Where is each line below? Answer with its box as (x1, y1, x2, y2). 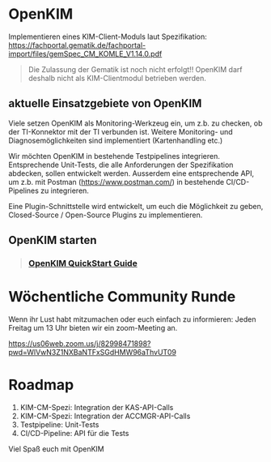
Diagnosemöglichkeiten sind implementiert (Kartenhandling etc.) (8, 135, 223, 145)
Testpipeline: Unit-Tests (19, 419, 100, 430)
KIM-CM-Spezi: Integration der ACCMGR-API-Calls (19, 411, 191, 421)
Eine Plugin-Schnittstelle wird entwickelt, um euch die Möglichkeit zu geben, (8, 201, 264, 211)
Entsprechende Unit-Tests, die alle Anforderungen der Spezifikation (8, 160, 234, 169)
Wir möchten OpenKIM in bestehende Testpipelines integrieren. (8, 151, 220, 160)
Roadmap (8, 376, 74, 394)
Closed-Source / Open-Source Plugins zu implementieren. (8, 210, 203, 220)
